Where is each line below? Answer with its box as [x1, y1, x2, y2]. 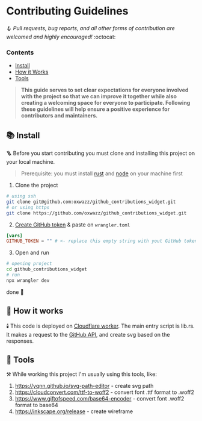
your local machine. [6, 158, 55, 166]
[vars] [6, 232, 23, 239]
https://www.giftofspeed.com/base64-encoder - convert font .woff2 [14, 395, 185, 402]
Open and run [14, 249, 49, 257]
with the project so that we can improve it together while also [20, 93, 177, 100]
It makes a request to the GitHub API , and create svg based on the [6, 331, 170, 338]
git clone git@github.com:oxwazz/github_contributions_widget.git [6, 199, 176, 205]
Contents [6, 48, 34, 57]
